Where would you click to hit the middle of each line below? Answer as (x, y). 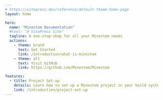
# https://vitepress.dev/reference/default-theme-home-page (67, 9)
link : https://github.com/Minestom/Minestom (64, 68)
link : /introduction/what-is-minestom (57, 54)
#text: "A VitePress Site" (37, 32)
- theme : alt (27, 58)
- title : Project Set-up (34, 81)
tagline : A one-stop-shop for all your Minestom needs (66, 36)
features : (15, 76)
